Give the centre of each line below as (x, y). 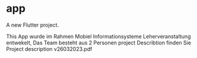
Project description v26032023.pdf (49, 49)
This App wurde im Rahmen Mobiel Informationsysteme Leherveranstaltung (99, 36)
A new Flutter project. (33, 25)
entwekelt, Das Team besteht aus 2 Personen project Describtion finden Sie (99, 43)
